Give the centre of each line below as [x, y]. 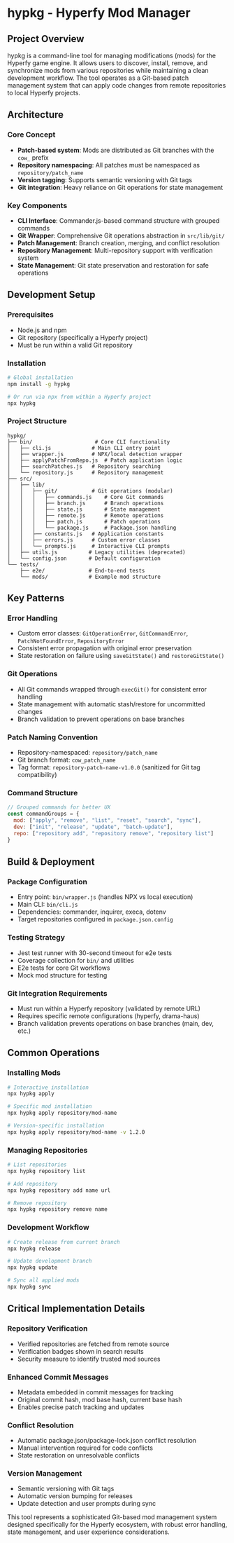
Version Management [45, 1474]
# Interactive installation [48, 1088]
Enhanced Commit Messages [58, 1377]
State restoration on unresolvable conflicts [78, 1455]
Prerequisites [30, 315]
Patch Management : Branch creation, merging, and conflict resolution [118, 242]
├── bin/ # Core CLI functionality [89, 442]
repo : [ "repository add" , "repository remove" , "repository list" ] [114, 833]
